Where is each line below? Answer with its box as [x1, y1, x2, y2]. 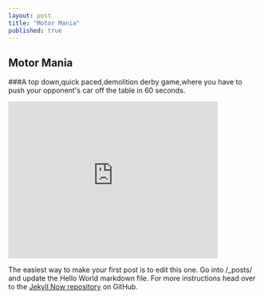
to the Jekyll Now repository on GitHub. [8, 282, 138, 292]
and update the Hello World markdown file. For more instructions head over [8, 273, 256, 283]
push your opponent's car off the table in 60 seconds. [8, 85, 186, 96]
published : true [8, 26, 62, 34]
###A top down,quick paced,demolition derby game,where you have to [8, 77, 242, 87]
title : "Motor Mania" [8, 19, 81, 27]
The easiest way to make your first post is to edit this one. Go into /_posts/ [8, 265, 253, 275]
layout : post [8, 11, 52, 20]
